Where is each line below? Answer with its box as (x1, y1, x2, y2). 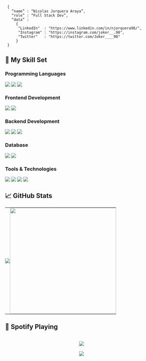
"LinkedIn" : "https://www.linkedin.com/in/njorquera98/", (17, 26, 142, 31)
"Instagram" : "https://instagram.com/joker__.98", (17, 30, 125, 35)
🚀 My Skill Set (5, 56, 48, 64)
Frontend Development (5, 94, 61, 101)
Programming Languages (5, 70, 66, 77)
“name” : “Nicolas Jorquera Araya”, (11, 9, 86, 14)
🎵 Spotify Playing (5, 323, 58, 331)
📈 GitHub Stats (5, 192, 52, 200)
